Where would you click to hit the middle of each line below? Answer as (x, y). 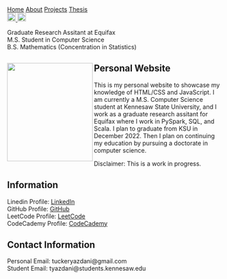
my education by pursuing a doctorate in (151, 143)
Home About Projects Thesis (47, 9)
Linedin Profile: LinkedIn (41, 201)
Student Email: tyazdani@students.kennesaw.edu (77, 269)
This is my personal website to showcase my (157, 85)
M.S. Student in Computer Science (56, 40)
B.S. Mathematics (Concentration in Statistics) (72, 47)
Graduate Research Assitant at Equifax (62, 32)
